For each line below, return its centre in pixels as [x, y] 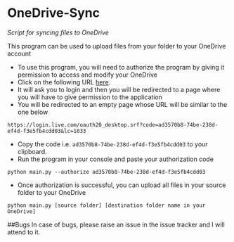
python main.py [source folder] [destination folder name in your [106, 205]
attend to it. [24, 232]
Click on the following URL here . [64, 82]
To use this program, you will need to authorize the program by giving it [121, 67]
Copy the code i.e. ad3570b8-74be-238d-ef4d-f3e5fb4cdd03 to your [113, 144]
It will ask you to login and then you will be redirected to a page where [119, 89]
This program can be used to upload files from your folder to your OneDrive [117, 46]
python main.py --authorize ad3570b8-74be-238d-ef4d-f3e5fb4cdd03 [106, 172]
